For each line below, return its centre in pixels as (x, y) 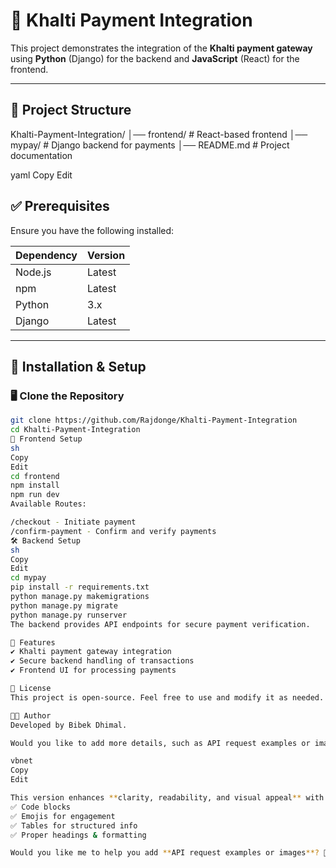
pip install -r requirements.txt (80, 587)
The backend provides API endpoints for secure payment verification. (160, 624)
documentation (41, 155)
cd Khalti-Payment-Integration (75, 430)
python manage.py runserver (69, 615)
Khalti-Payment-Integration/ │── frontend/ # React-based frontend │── (159, 134)
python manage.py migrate (64, 605)
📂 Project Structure (71, 110)
